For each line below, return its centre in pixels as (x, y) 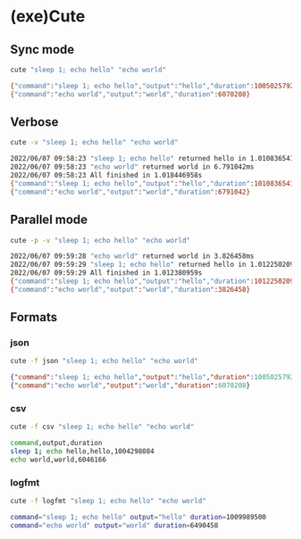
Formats (33, 317)
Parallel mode (49, 220)
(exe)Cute (48, 17)
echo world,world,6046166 (58, 460)
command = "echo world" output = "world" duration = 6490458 (114, 525)
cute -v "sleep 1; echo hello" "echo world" (94, 143)
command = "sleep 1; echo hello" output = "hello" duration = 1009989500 (138, 518)
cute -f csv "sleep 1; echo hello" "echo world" (102, 427)
